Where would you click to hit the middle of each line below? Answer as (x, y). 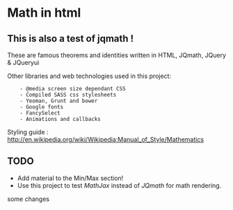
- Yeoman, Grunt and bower (59, 101)
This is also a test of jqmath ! (71, 39)
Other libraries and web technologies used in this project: (89, 76)
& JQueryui (23, 63)
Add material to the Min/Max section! (70, 178)
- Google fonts (42, 107)
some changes (29, 199)
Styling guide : (28, 132)
